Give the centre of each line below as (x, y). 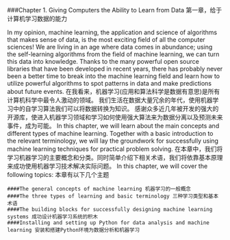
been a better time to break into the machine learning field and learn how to (114, 76)
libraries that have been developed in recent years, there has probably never (115, 69)
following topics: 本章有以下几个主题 (58, 175)
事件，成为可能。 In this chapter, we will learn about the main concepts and (113, 126)
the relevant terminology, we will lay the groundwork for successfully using (113, 141)
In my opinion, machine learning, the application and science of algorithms (112, 32)
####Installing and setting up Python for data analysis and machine (108, 223)
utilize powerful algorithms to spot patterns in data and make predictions (110, 83)
